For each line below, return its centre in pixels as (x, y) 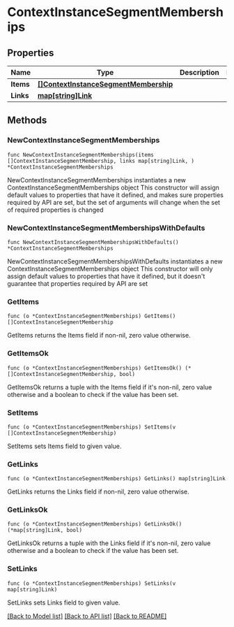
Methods (27, 121)
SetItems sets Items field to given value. (64, 446)
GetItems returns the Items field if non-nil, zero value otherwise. (99, 336)
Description (200, 72)
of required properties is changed (55, 210)
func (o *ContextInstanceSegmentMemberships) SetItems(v (92, 427)
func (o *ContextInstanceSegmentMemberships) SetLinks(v (92, 583)
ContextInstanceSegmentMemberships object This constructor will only (110, 268)
